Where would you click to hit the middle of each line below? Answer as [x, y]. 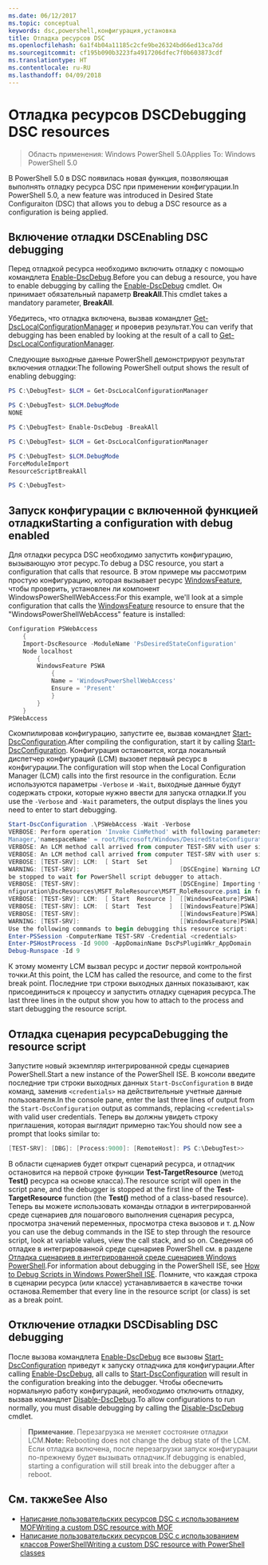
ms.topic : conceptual [44, 23]
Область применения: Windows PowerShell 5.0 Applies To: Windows [142, 154]
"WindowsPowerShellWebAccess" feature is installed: [97, 614]
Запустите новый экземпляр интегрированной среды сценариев [119, 1066]
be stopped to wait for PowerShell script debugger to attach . [116, 877]
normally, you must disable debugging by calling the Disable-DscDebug [126, 1407]
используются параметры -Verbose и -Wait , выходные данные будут [125, 784]
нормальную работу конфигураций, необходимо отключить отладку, [126, 1391]
